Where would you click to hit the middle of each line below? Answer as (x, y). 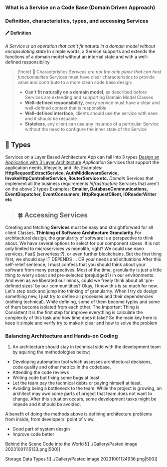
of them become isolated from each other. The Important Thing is (72, 307)
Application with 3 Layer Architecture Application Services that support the (82, 162)
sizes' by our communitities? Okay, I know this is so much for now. (90, 285)
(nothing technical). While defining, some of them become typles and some (83, 301)
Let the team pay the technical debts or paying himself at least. (77, 383)
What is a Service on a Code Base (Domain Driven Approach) (80, 7)
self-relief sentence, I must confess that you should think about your (75, 264)
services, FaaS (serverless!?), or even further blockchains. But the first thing (83, 253)
